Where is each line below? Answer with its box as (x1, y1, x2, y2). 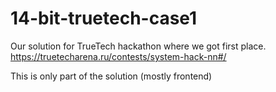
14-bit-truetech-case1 (10, 7, 198, 30)
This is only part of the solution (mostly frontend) (10, 70, 213, 82)
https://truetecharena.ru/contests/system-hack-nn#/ (10, 50, 227, 62)
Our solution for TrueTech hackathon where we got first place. (10, 40, 267, 52)
